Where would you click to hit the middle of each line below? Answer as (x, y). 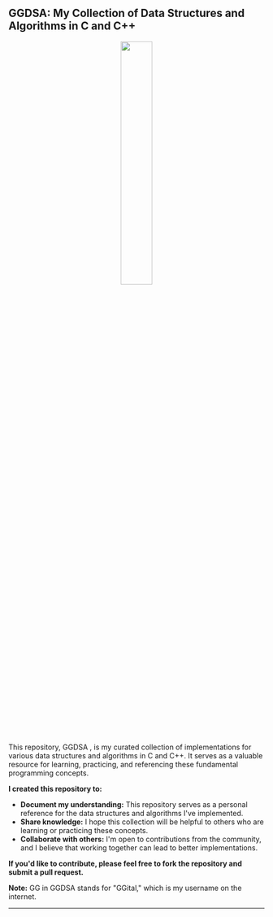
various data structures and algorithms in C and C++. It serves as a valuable (136, 755)
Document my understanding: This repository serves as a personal (134, 804)
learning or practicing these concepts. (84, 830)
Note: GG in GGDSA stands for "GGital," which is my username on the (125, 888)
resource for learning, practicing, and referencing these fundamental (123, 764)
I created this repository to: (55, 788)
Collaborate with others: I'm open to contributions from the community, (141, 839)
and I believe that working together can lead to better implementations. (139, 847)
